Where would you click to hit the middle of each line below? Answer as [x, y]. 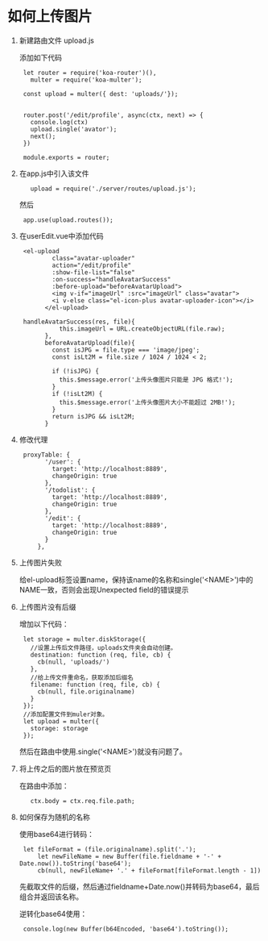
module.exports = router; [66, 157]
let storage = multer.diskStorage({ [85, 639]
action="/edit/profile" [92, 265]
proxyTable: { [47, 455]
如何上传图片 [50, 17]
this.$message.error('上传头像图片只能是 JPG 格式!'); [146, 380]
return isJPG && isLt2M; [93, 416]
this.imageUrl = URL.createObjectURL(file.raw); [142, 329]
